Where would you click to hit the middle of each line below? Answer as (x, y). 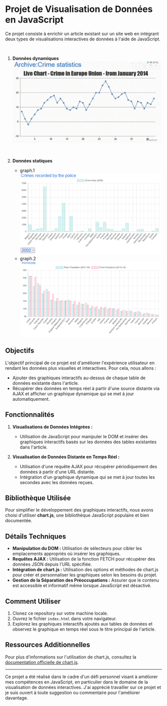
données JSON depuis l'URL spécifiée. (52, 564)
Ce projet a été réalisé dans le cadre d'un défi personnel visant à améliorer (82, 677)
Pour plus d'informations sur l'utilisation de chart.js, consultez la (71, 657)
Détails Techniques (36, 536)
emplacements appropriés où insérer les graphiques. (66, 554)
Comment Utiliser (33, 601)
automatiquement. (31, 399)
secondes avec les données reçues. (57, 482)
